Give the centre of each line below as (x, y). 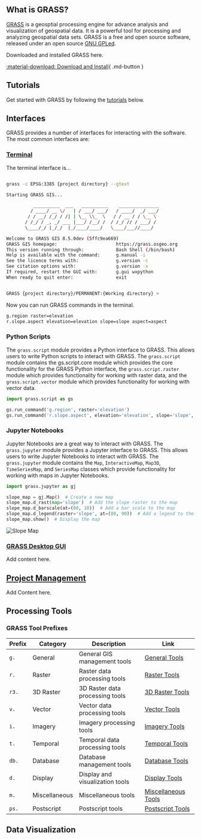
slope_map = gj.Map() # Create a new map (60, 497)
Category (53, 643)
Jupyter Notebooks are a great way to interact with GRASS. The (85, 443)
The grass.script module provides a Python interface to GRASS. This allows (100, 350)
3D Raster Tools (167, 692)
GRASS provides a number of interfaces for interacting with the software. (96, 133)
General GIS (96, 654)
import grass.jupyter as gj (41, 486)
